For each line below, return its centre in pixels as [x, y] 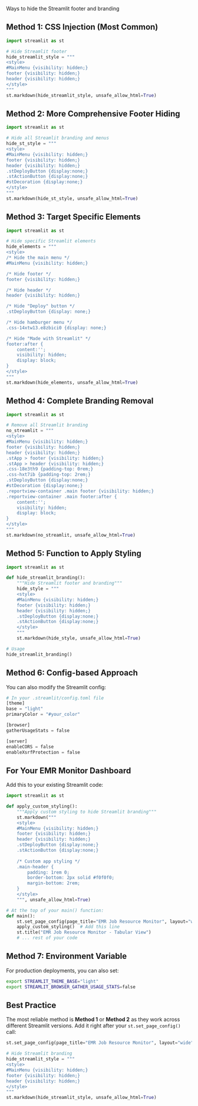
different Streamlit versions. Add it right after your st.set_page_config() [93, 1026]
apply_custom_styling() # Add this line [68, 927]
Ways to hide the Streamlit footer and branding [63, 9]
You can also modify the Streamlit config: [56, 687]
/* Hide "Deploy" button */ [41, 306]
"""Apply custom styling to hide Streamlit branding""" [87, 812]
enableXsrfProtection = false [43, 752]
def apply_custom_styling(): [42, 806]
